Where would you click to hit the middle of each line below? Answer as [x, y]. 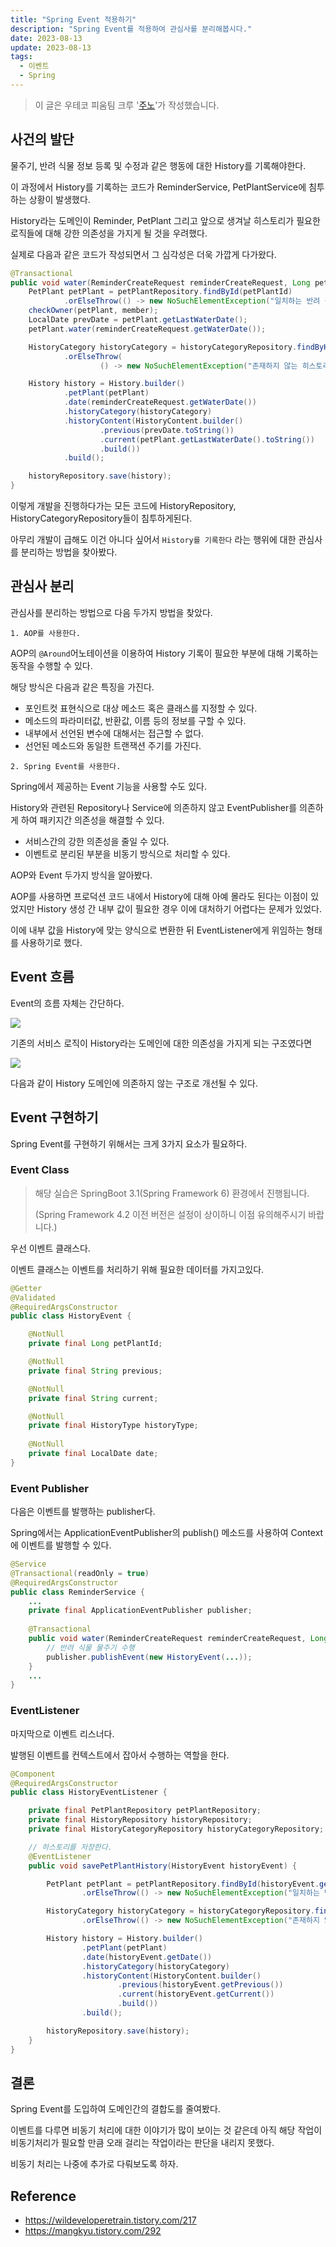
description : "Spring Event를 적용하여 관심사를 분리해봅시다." [131, 29]
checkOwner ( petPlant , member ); [93, 311]
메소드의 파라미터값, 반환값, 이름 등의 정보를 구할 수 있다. [135, 720]
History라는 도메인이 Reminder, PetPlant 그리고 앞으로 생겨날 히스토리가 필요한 [165, 220]
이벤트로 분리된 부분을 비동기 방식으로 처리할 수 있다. [127, 853]
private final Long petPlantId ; [95, 1344]
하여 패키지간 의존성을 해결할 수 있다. [92, 820]
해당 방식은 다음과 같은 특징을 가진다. [82, 687]
